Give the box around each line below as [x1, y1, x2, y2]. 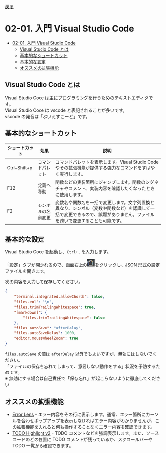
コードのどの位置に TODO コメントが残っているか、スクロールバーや [12, 436, 153, 442]
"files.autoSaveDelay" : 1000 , [14, 331, 77, 336]
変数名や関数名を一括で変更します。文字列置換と [55, 199, 155, 205]
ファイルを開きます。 [5, 268, 48, 274]
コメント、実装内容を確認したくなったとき [68, 185, 155, 191]
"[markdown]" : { [14, 310, 48, 315]
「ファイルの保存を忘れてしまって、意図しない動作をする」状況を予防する [5, 363, 156, 369]
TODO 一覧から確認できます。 [12, 442, 74, 448]
